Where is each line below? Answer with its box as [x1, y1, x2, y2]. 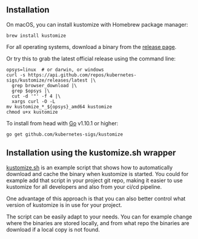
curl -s [6, 72, 26, 78]
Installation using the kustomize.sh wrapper [6, 148, 176, 158]
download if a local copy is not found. [6, 226, 100, 233]
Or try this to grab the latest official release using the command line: [6, 54, 176, 62]
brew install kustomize [6, 33, 67, 39]
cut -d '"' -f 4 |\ [12, 93, 61, 99]
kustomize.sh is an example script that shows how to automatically [6, 163, 173, 171]
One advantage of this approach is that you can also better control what [6, 195, 186, 202]
